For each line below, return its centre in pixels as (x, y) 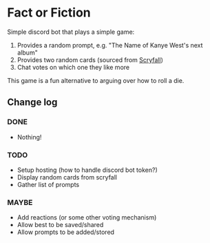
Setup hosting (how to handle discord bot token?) (87, 170)
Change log (32, 103)
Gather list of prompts (48, 184)
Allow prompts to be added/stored (66, 232)
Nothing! (29, 137)
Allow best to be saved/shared (60, 225)
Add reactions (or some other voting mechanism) (87, 217)
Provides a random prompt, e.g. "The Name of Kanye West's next (110, 45)
